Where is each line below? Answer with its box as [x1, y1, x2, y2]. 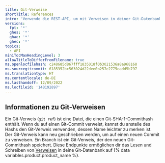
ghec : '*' [9, 39, 29, 44]
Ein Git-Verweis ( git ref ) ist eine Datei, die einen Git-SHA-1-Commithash [5, 116, 153, 122]
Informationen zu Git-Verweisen [5, 103, 106, 111]
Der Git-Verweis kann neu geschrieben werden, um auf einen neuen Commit [5, 132, 160, 137]
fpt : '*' [9, 26, 27, 30]
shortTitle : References [5, 12, 54, 17]
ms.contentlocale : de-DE [5, 76, 56, 81]
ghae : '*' [9, 35, 29, 40]
